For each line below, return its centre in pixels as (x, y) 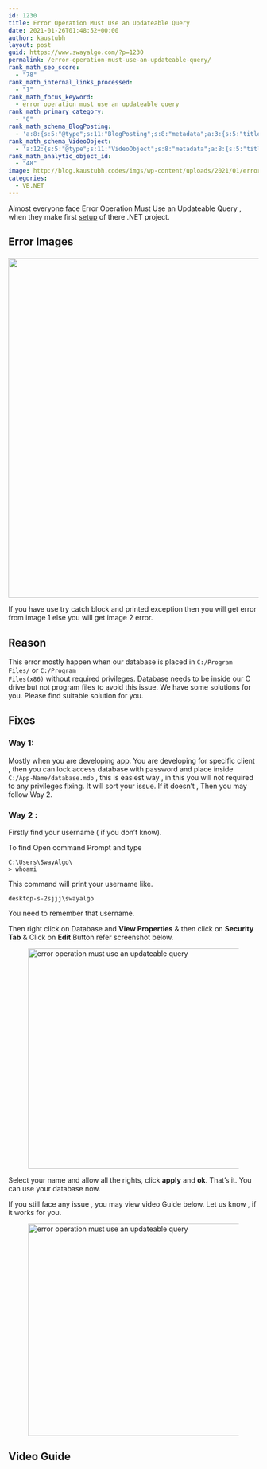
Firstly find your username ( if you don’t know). (85, 832)
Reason (27, 642)
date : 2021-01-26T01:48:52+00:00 (64, 30)
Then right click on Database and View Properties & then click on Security (131, 928)
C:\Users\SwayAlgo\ (41, 862)
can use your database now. (54, 1188)
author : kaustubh (37, 38)
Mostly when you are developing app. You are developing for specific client (132, 760)
